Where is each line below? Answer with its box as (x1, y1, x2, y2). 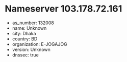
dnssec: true (12, 51, 39, 58)
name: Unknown (12, 25, 47, 31)
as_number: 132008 (12, 20, 54, 26)
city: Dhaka (12, 30, 36, 36)
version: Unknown (12, 46, 50, 52)
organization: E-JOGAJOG (12, 41, 67, 47)
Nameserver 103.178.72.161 (5, 3, 122, 15)
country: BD (12, 36, 38, 42)
